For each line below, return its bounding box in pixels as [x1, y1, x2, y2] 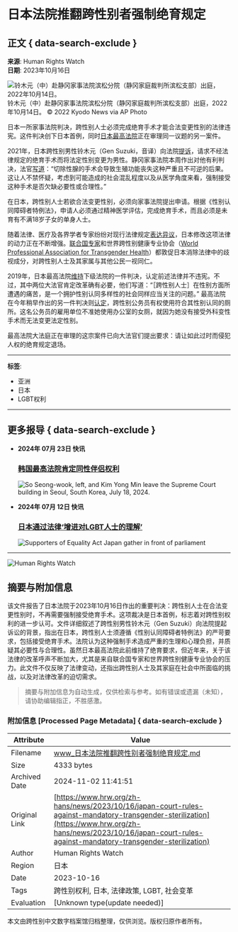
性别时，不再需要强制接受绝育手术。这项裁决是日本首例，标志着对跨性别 [13, 610, 225, 619]
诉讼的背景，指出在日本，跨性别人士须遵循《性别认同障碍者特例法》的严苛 [7, 628, 225, 637]
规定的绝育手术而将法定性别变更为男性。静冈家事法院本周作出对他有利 [13, 155, 218, 164]
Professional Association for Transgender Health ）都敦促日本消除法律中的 [7, 248, 224, 256]
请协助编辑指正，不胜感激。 [24, 696, 106, 705]
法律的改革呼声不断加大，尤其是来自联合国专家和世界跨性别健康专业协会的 [7, 654, 225, 664]
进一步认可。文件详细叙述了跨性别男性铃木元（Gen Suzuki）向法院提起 [19, 619, 227, 628]
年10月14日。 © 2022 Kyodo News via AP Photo [7, 108, 147, 116]
